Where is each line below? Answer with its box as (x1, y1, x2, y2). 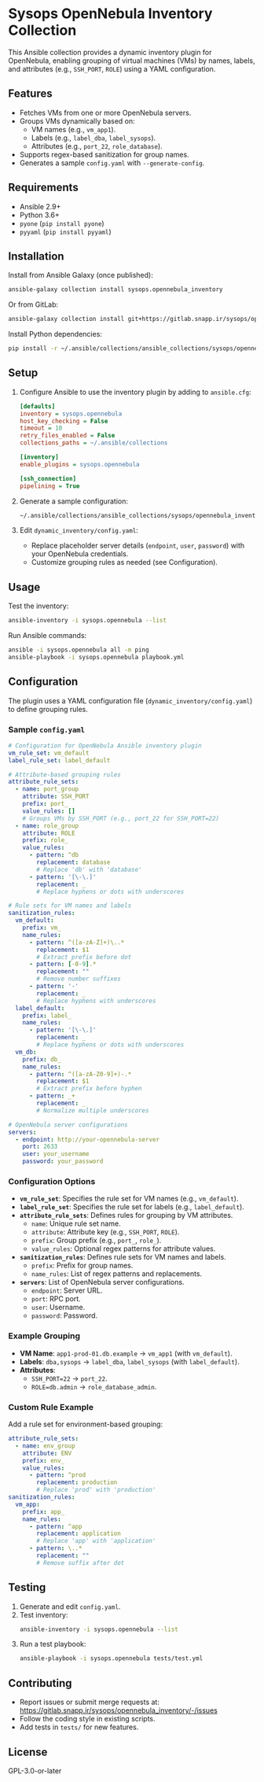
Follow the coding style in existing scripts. (19, 1714, 156, 1724)
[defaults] (19, 402, 56, 410)
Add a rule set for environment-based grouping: (8, 1419, 163, 1429)
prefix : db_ (22, 1055, 61, 1063)
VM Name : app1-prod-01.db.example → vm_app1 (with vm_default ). (19, 1348, 233, 1358)
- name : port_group (15, 785, 79, 793)
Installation (8, 249, 64, 263)
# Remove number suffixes (36, 975, 122, 983)
